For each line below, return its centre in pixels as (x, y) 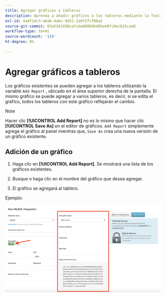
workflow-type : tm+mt (27, 31)
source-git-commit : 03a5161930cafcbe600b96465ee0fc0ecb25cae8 (70, 26)
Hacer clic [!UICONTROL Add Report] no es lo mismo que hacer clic (75, 121)
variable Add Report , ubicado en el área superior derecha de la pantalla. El (81, 91)
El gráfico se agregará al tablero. (45, 188)
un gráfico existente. (26, 136)
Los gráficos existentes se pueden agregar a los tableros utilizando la (76, 85)
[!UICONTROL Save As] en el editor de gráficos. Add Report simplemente (80, 126)
